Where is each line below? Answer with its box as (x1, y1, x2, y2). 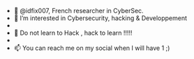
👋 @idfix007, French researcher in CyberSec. (13, 7, 144, 15)
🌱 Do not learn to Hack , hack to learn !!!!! (13, 28, 133, 37)
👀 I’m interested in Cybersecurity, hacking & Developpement (13, 14, 187, 22)
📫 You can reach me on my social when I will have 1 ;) (13, 44, 170, 52)
